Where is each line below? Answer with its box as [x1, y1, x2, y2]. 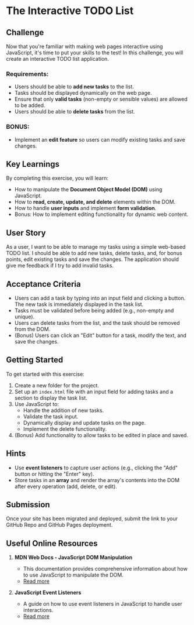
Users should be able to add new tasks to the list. [14, 83, 134, 90]
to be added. [14, 102, 45, 109]
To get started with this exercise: [6, 370, 84, 377]
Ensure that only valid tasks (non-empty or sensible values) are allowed [14, 95, 188, 103]
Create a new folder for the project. [14, 382, 100, 389]
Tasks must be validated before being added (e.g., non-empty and [14, 307, 174, 314]
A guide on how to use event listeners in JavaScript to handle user [23, 600, 182, 607]
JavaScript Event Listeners [14, 589, 82, 596]
